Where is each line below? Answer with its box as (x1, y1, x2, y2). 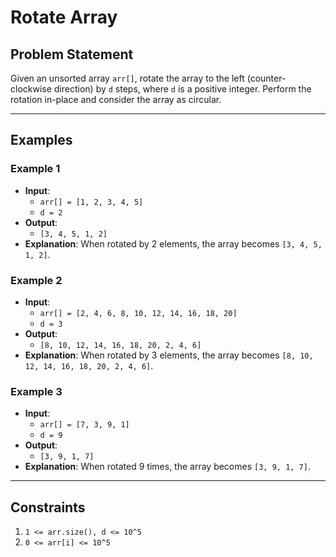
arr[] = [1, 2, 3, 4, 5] (39, 197, 144, 207)
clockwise (10, 83, 52, 95)
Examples (10, 132, 73, 149)
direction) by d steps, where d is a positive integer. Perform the (53, 83, 312, 95)
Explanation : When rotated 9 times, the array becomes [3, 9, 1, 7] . (24, 461, 311, 473)
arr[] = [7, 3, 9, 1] (39, 420, 130, 430)
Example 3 (10, 384, 63, 398)
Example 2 (10, 273, 63, 287)
